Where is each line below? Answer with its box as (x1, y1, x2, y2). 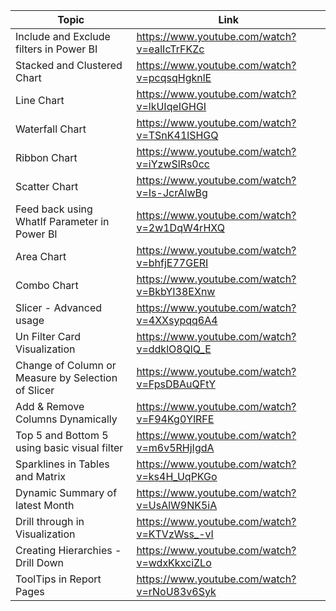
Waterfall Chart (15, 122, 87, 136)
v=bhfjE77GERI (136, 256, 209, 269)
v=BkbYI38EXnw (136, 285, 216, 298)
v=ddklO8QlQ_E (136, 342, 212, 356)
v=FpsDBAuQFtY (136, 377, 217, 391)
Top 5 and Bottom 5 (15, 429, 109, 442)
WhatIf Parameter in (15, 215, 110, 228)
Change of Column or (15, 359, 117, 372)
